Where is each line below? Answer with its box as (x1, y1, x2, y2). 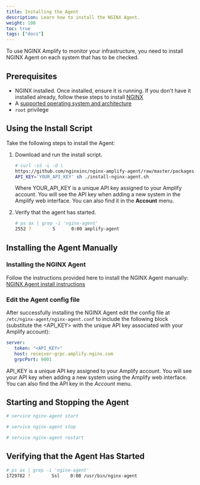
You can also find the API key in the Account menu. (6, 380, 133, 387)
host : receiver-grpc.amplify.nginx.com (14, 351, 113, 357)
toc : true (6, 25, 31, 32)
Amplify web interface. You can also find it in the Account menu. (14, 197, 174, 204)
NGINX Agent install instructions (6, 280, 85, 287)
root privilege (14, 106, 49, 113)
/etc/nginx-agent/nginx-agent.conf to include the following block (6, 316, 168, 323)
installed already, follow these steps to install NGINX (14, 93, 143, 101)
